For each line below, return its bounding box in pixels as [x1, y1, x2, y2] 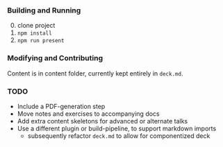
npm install [17, 30, 52, 37]
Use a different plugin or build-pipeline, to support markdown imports [17, 124, 217, 132]
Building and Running [7, 6, 81, 15]
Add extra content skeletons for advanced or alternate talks [17, 116, 188, 125]
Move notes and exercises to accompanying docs [17, 110, 160, 118]
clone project [17, 21, 56, 30]
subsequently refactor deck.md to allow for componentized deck [27, 131, 210, 140]
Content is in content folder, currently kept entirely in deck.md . [7, 69, 183, 78]
